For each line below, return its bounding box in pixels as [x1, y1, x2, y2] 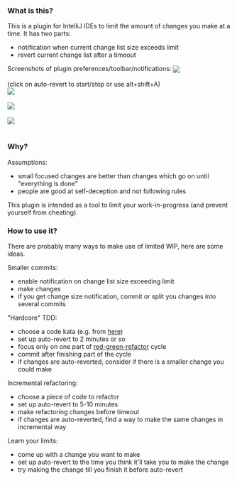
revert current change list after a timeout [17, 50, 136, 59]
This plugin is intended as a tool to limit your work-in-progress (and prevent [7, 200, 228, 209]
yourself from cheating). [7, 208, 78, 217]
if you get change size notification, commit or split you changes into [17, 292, 216, 301]
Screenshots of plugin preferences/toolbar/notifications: [7, 65, 172, 73]
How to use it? [7, 226, 58, 236]
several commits [17, 300, 66, 308]
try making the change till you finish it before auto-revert [17, 465, 183, 474]
